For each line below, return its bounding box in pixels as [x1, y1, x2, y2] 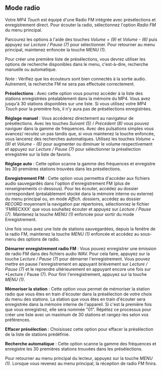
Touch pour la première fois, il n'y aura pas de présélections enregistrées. [5, 106, 152, 112]
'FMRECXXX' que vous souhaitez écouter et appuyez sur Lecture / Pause [5, 206, 151, 212]
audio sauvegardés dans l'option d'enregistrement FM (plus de [5, 180, 131, 186]
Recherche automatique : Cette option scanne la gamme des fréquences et [5, 340, 156, 346]
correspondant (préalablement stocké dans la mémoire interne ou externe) [5, 191, 154, 196]
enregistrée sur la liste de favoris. [5, 151, 72, 157]
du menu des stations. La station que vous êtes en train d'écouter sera [5, 296, 146, 302]
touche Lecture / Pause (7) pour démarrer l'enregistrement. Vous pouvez [5, 256, 150, 261]
